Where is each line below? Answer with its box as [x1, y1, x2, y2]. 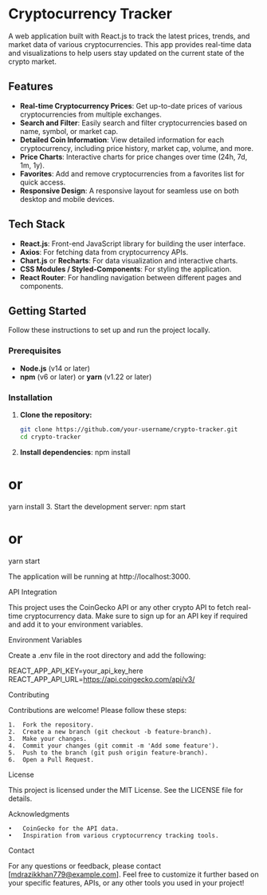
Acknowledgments [8, 809, 70, 818]
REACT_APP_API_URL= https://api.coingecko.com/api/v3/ [8, 674, 195, 683]
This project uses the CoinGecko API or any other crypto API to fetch [8, 602, 234, 612]
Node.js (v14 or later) [19, 363, 90, 373]
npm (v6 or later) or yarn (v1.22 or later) [19, 372, 152, 382]
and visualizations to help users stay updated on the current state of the [8, 48, 245, 57]
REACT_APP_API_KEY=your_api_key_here [8, 666, 143, 675]
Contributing [8, 690, 49, 699]
